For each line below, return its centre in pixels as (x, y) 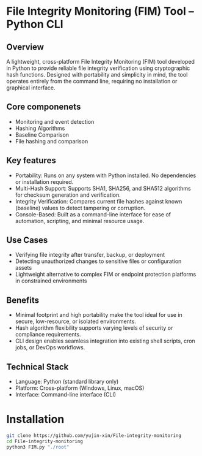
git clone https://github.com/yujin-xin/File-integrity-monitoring (94, 436)
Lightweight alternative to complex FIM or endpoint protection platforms (106, 275)
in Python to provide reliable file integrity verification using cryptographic (98, 68)
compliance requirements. (48, 335)
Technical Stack (38, 367)
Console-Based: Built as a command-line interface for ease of (93, 214)
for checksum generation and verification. (68, 195)
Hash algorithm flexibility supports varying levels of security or (94, 328)
